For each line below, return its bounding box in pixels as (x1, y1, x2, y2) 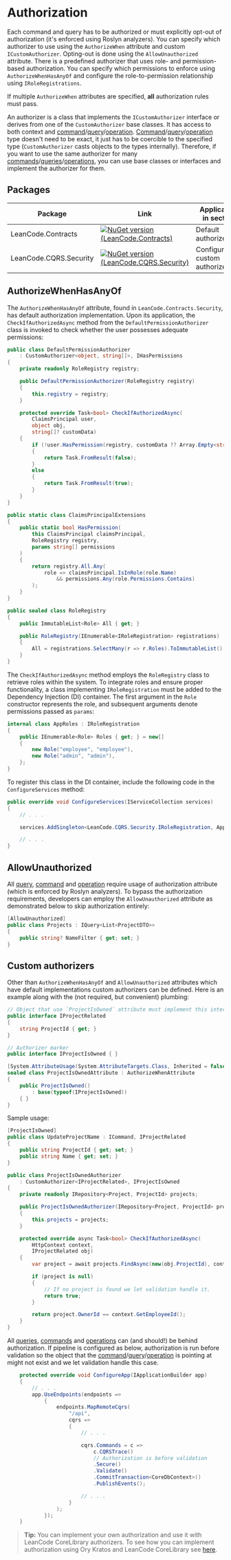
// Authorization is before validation (93, 1455, 208, 1461)
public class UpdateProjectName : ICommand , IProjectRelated (7, 1133, 186, 1141)
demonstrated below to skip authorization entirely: (7, 902, 150, 910)
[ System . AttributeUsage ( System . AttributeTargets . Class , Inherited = (7, 1063, 208, 1070)
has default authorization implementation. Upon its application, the (7, 311, 196, 319)
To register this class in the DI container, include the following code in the (7, 777, 215, 786)
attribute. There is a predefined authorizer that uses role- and (7, 57, 181, 65)
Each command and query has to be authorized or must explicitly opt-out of (7, 28, 222, 36)
